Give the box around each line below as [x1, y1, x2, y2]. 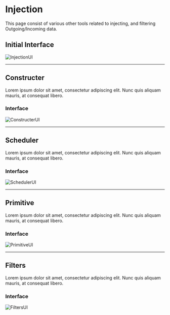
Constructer [5, 74, 45, 82]
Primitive [5, 199, 34, 207]
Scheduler [5, 136, 39, 145]
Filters [5, 261, 26, 270]
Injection [5, 4, 43, 15]
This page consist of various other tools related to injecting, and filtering [5, 20, 156, 26]
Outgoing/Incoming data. [5, 25, 57, 31]
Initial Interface [5, 41, 54, 49]
